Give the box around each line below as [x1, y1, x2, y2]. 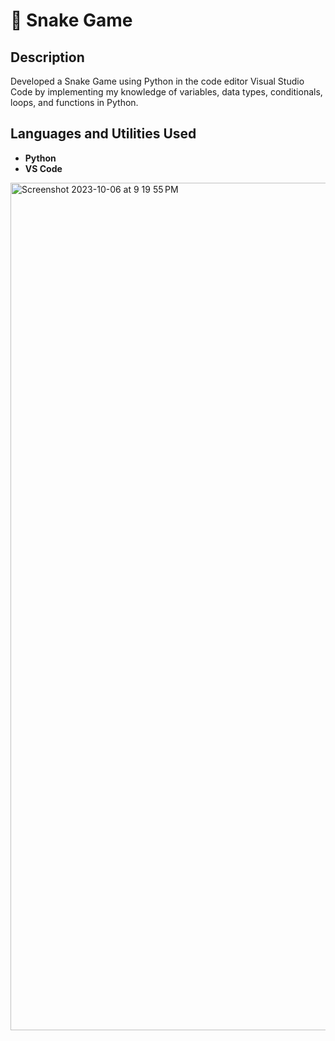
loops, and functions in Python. [10, 97, 139, 108]
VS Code [24, 162, 63, 174]
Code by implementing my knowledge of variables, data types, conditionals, [10, 86, 323, 98]
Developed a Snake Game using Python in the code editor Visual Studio [10, 75, 305, 87]
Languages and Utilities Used [10, 125, 197, 143]
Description [10, 49, 85, 66]
